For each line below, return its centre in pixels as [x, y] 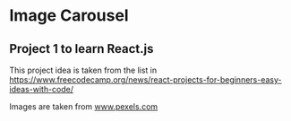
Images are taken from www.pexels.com [84, 107]
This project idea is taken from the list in [83, 70]
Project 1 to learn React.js [81, 49]
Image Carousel [69, 16]
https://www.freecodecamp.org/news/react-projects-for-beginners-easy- [145, 80]
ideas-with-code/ [42, 89]
